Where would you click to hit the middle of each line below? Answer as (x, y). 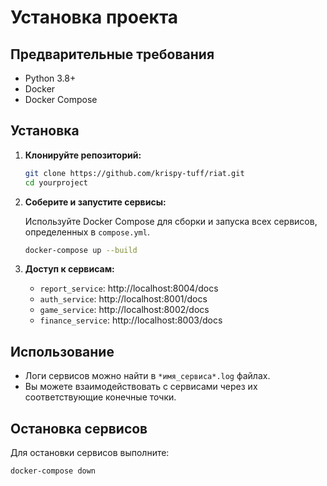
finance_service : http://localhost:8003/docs (131, 320)
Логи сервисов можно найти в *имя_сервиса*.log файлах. (147, 376)
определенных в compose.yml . (87, 232)
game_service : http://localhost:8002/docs (124, 310)
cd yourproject (56, 182)
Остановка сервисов (79, 428)
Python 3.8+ (50, 78)
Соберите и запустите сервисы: (95, 202)
